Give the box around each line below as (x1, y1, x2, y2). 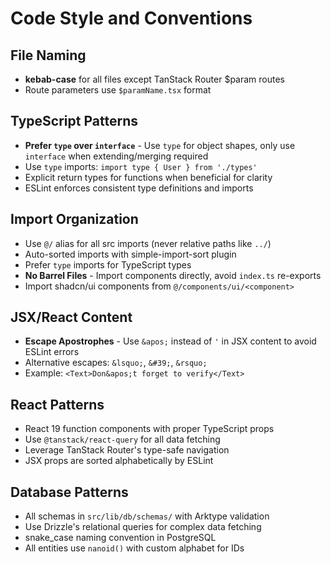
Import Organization (10, 211, 139, 228)
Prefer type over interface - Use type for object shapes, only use (24, 139, 296, 151)
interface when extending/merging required (24, 150, 209, 162)
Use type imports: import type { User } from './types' (24, 160, 258, 172)
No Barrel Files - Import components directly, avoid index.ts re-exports (24, 269, 322, 281)
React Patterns (10, 396, 105, 413)
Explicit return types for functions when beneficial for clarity (24, 171, 273, 183)
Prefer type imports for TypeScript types (24, 258, 192, 271)
